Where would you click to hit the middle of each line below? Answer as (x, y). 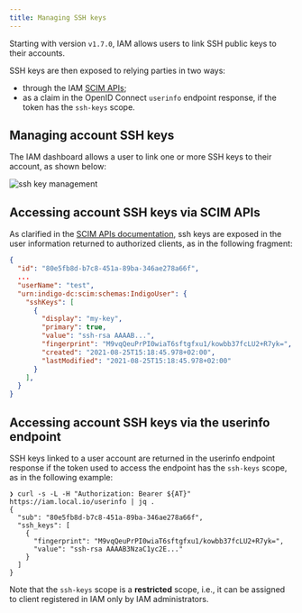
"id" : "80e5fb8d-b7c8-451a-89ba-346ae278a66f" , (109, 269)
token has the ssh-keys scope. (78, 107)
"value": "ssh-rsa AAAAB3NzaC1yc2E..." (108, 549)
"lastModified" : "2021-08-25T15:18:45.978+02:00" (137, 361)
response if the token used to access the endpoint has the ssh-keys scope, (148, 467)
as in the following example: (61, 477)
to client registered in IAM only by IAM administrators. (109, 599)
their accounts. (37, 53)
